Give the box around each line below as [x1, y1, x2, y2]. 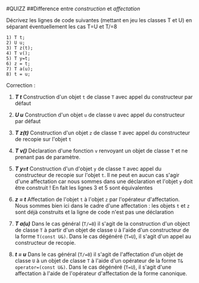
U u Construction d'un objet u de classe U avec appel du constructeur [14, 111, 185, 118]
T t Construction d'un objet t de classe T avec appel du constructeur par [14, 93, 193, 101]
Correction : [6, 82, 36, 89]
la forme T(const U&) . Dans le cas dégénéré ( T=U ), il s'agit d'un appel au [14, 233, 192, 240]
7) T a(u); [6, 66, 33, 72]
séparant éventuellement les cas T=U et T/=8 [6, 23, 117, 30]
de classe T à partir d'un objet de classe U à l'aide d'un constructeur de [14, 227, 189, 233]
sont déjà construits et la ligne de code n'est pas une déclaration [14, 209, 174, 215]
